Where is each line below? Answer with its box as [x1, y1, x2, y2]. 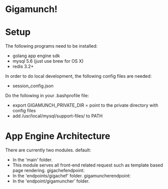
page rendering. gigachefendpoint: [12, 167, 85, 173]
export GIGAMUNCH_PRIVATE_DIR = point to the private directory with [12, 102, 159, 108]
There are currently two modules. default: [5, 147, 91, 153]
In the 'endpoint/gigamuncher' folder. [12, 178, 90, 184]
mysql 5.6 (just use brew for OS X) [12, 58, 84, 64]
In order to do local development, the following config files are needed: [5, 73, 152, 79]
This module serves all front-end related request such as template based [12, 162, 163, 168]
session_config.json [12, 83, 54, 89]
